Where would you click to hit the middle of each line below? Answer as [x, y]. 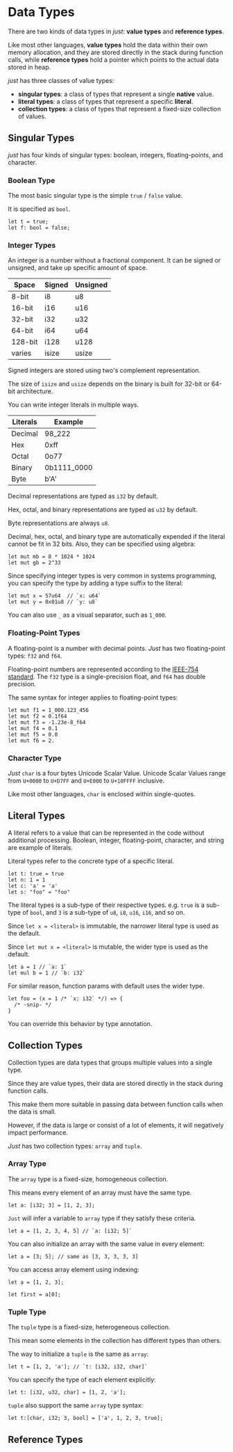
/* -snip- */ [33, 1004]
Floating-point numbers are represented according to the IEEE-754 [103, 669]
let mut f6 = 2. [31, 741]
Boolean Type [32, 180]
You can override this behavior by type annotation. [80, 1023]
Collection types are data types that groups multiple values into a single [110, 1062]
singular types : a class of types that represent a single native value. [116, 94]
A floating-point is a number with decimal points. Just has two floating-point [117, 648]
